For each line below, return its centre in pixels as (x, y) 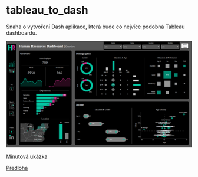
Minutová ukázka (27, 156)
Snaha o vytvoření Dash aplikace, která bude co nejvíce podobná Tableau (95, 27)
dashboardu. (22, 32)
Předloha (17, 168)
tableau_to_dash (47, 10)
